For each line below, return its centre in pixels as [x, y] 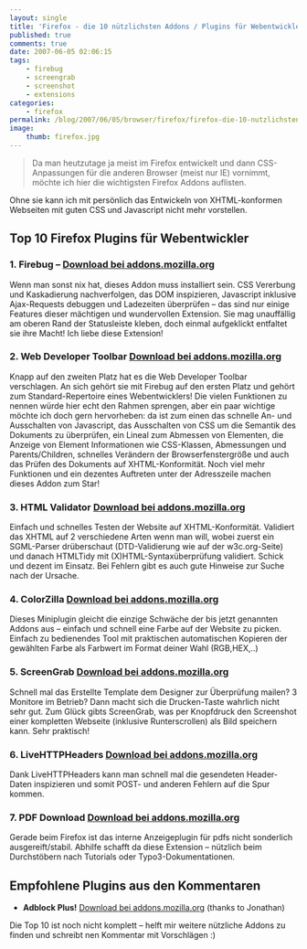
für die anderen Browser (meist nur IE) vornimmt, [179, 172]
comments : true [38, 43]
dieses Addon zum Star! [55, 483]
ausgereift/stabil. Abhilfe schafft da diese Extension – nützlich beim [136, 848]
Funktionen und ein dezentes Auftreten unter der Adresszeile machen [140, 474]
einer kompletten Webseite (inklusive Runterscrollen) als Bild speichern [143, 721]
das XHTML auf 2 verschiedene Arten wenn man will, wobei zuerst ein [142, 537]
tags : [20, 60]
